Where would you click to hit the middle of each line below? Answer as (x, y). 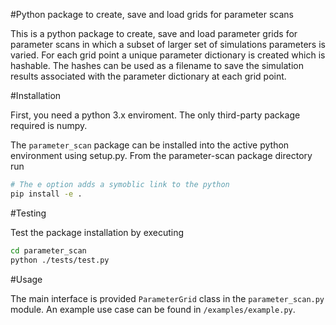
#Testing (28, 213)
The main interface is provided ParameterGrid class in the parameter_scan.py (167, 298)
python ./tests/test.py (60, 260)
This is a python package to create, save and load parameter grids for (154, 33)
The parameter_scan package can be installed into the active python (150, 145)
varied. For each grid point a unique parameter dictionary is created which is (168, 55)
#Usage (26, 279)
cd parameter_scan (48, 250)
